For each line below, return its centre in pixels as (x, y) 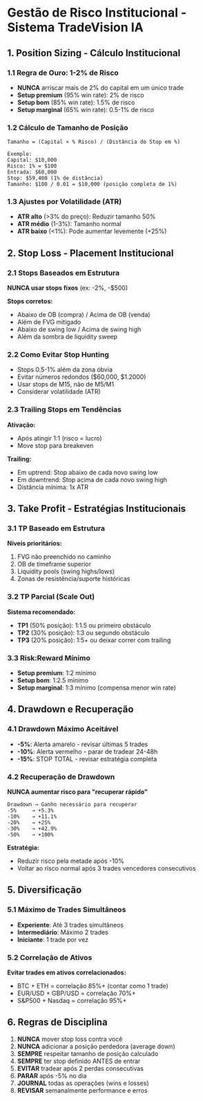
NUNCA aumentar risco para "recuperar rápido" (78, 792)
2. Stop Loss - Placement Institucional (90, 253)
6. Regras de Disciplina (58, 1023)
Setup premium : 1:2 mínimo (57, 673)
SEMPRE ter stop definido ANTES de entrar (79, 1061)
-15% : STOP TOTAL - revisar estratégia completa (87, 759)
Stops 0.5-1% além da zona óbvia (65, 370)
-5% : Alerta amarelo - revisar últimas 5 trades (83, 744)
